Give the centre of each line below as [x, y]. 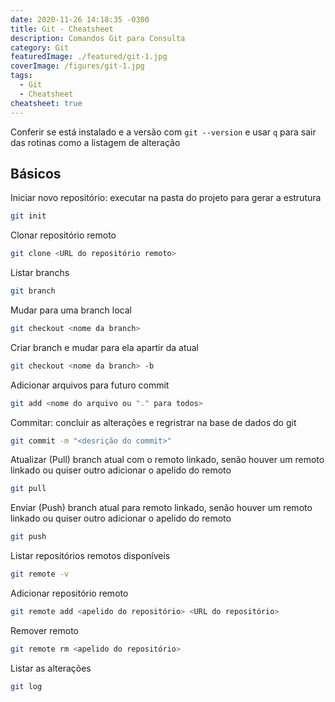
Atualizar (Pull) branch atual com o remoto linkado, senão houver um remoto [167, 460]
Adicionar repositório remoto [69, 593]
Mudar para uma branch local [71, 310]
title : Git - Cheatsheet [62, 29]
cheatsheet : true [46, 103]
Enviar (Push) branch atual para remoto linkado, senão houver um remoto [161, 508]
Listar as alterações [51, 668]
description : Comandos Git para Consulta [98, 38]
